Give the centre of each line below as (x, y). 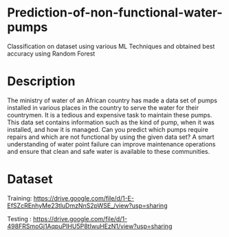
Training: (20, 198)
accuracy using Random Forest (51, 54)
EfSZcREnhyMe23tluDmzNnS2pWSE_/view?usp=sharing (87, 205)
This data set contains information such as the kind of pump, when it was (111, 122)
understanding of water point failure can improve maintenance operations (111, 144)
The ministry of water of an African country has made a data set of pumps (112, 100)
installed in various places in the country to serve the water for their (103, 107)
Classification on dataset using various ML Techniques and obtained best (111, 46)
